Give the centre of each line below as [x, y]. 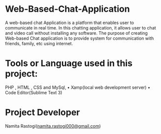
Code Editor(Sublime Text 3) [34, 92]
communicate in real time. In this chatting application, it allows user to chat [80, 27]
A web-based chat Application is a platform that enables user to [69, 23]
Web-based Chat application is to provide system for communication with [80, 38]
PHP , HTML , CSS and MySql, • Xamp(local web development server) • [78, 87]
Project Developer [42, 113]
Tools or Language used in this [69, 64]
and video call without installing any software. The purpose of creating [77, 33]
